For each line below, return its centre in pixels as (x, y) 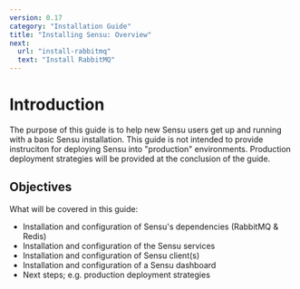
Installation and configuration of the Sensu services (119, 246)
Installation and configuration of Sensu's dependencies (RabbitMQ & (150, 226)
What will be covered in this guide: (74, 208)
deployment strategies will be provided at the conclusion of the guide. (140, 159)
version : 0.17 (36, 18)
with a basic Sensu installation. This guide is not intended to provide (136, 139)
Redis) (34, 236)
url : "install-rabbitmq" (64, 52)
